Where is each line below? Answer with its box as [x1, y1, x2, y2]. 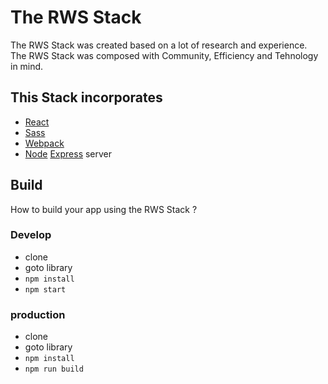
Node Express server [24, 147, 113, 160]
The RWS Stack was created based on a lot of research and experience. [10, 39, 308, 51]
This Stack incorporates [10, 89, 163, 106]
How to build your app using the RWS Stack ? [10, 203, 198, 215]
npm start [24, 284, 67, 295]
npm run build [24, 364, 84, 375]
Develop [10, 228, 52, 242]
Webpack [24, 137, 65, 149]
